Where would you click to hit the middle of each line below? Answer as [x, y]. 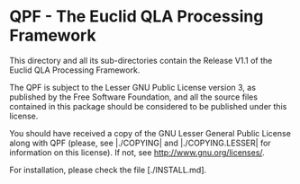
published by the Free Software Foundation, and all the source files [134, 97]
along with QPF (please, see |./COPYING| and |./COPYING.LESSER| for [141, 143]
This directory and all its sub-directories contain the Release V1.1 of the [141, 60]
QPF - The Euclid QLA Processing [136, 17]
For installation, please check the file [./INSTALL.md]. [108, 170]
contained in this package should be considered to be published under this [148, 106]
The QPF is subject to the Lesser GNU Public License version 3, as [133, 87]
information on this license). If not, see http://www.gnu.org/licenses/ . [137, 152]
